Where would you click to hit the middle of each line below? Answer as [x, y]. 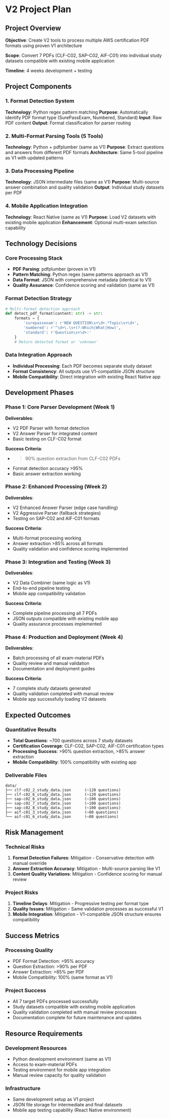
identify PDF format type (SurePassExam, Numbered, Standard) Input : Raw [83, 117]
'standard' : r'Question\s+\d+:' [58, 332]
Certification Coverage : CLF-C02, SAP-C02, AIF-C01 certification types [88, 746]
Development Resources [36, 1048]
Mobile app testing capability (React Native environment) [72, 1110]
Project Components [38, 86]
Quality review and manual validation [51, 663]
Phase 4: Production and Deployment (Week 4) [64, 637]
